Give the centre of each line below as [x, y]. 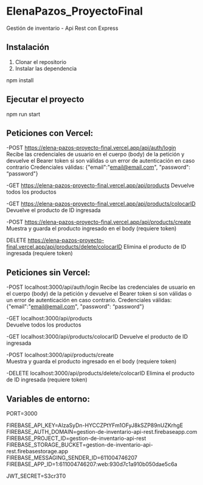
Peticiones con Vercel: [50, 133]
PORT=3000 [22, 413]
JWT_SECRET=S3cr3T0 [36, 476]
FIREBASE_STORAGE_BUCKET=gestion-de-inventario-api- [80, 445]
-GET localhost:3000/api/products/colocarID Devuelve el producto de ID [97, 337]
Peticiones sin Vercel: [48, 272]
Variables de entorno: [48, 399]
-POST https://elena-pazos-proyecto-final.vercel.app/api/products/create [99, 222]
